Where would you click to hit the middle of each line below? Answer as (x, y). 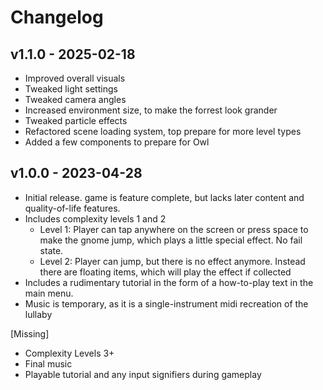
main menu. (49, 293)
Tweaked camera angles (75, 99)
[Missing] (30, 333)
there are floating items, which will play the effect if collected (165, 272)
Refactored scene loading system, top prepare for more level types (163, 131)
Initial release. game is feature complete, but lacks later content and (164, 197)
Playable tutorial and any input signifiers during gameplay (143, 374)
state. (51, 250)
